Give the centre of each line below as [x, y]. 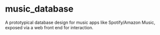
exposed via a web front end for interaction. [49, 27]
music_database [39, 9]
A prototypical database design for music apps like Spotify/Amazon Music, [80, 22]
